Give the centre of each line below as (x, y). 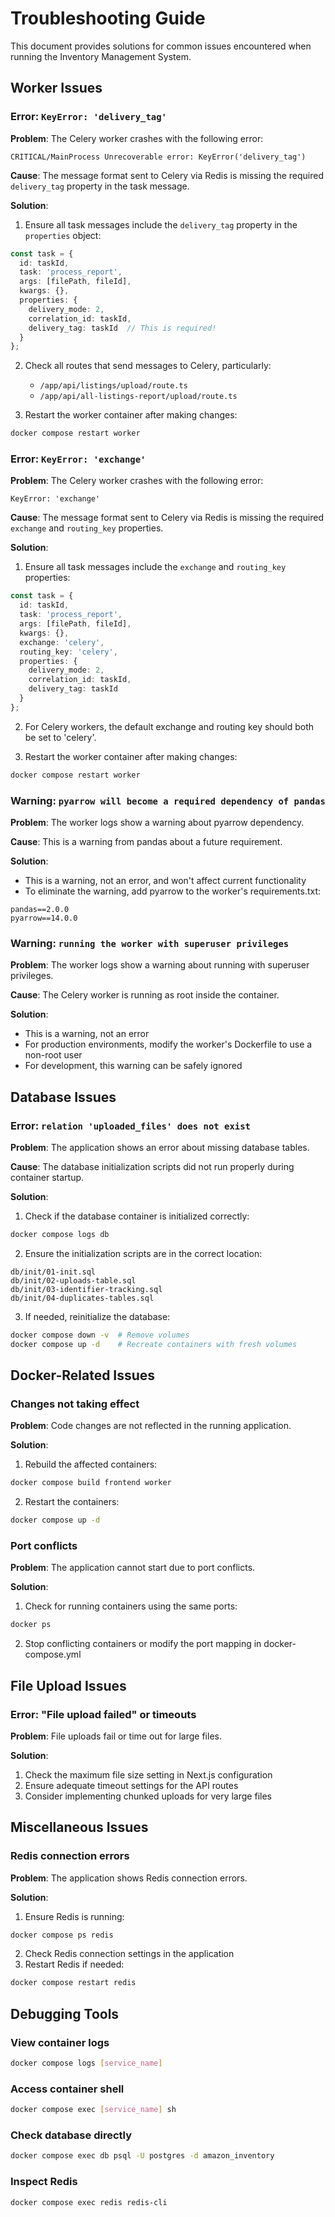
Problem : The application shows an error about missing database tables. (160, 1147)
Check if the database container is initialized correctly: (137, 1216)
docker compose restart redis (73, 1983)
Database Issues (63, 1097)
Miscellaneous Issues (79, 1827)
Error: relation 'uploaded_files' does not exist (130, 1125)
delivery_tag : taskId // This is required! (122, 328)
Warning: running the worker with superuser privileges (150, 943)
